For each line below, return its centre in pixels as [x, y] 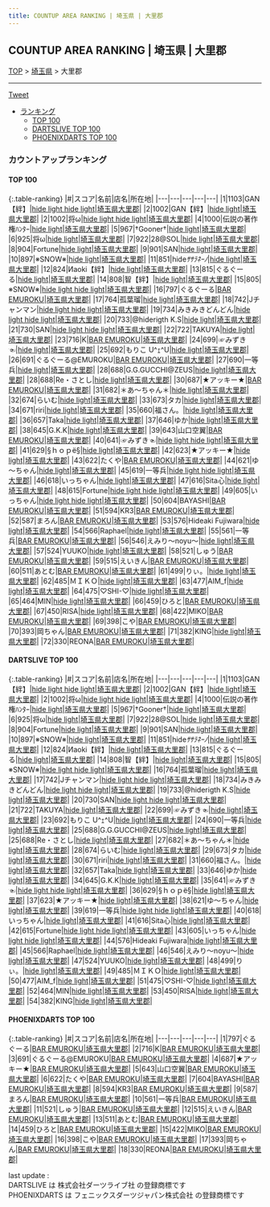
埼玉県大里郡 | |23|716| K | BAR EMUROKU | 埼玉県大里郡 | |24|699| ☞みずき [127, 340]
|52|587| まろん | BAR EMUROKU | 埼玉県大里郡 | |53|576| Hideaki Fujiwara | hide [134, 521]
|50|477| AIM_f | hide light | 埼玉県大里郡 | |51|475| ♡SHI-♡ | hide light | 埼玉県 [129, 980]
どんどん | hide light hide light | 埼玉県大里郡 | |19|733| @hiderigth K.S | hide [133, 789]
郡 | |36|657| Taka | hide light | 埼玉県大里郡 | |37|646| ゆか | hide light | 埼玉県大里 [133, 420]
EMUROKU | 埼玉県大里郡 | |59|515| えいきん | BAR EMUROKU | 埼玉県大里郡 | [129, 561]
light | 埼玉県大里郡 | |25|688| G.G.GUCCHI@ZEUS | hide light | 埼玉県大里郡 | [128, 830]
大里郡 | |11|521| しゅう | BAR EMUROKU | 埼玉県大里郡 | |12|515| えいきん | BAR [130, 1109]
